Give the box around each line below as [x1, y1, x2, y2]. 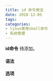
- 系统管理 [5, 31, 25, 36]
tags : [5, 17, 17, 22]
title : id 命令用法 [5, 7, 44, 13]
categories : [5, 21, 31, 27]
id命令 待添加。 [5, 46, 38, 51]
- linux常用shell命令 [5, 26, 48, 31]
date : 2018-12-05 [5, 12, 42, 17]
